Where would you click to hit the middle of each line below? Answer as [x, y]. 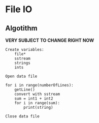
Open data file [21, 76]
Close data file [22, 116]
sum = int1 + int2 [34, 99]
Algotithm [21, 28]
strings [22, 63]
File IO [19, 9]
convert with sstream [37, 94]
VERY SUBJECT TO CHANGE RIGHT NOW [50, 40]
